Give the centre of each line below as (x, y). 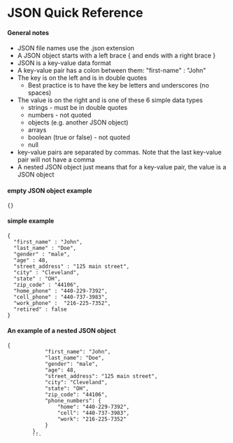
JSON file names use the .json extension (76, 48)
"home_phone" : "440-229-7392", (61, 291)
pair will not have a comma (56, 160)
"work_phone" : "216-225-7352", (62, 303)
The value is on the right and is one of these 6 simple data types (110, 100)
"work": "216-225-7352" (92, 419)
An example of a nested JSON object (62, 331)
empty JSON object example (50, 190)
